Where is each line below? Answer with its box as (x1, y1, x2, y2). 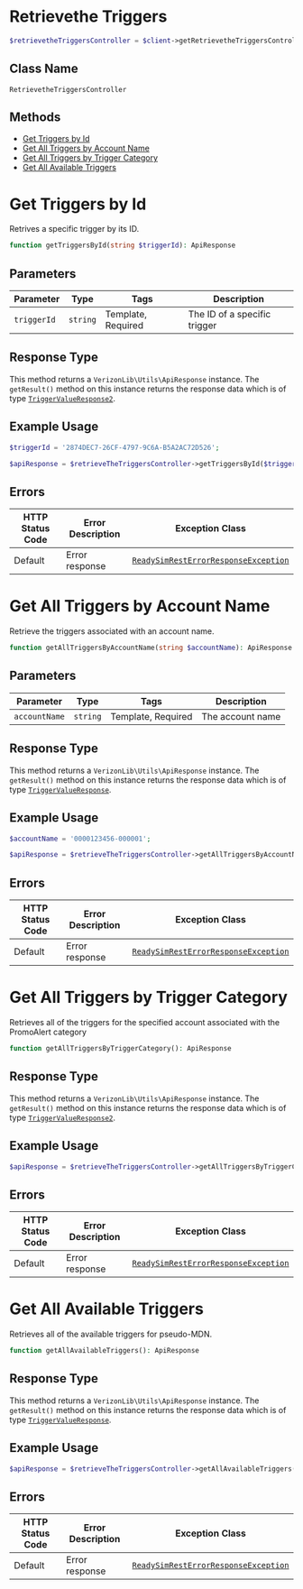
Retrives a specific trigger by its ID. (9, 224, 140, 234)
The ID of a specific (188, 308, 271, 321)
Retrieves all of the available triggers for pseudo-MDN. (9, 1328, 213, 1340)
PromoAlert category (9, 1026, 87, 1037)
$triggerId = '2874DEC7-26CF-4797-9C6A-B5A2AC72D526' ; (9, 443, 220, 452)
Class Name (9, 61, 78, 77)
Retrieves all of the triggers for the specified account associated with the (9, 1017, 280, 1027)
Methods (9, 110, 61, 125)
